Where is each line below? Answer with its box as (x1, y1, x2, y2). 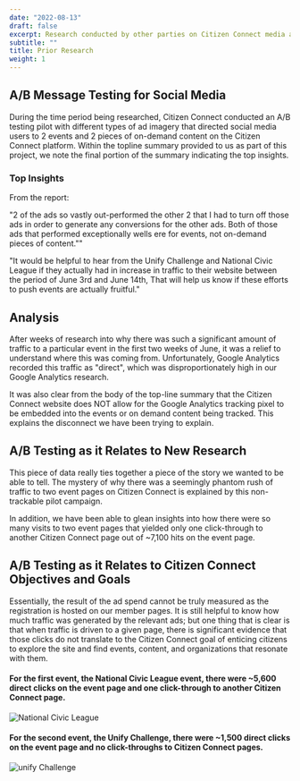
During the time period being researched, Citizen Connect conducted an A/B (9, 111, 291, 122)
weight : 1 (9, 55, 46, 64)
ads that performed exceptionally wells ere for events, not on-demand (9, 229, 267, 240)
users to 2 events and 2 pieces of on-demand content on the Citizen (9, 131, 261, 141)
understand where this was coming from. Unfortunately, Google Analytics (9, 352, 279, 363)
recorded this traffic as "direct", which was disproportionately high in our (9, 361, 278, 372)
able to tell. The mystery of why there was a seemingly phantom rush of (9, 476, 274, 488)
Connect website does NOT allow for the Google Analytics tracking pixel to (9, 398, 285, 409)
